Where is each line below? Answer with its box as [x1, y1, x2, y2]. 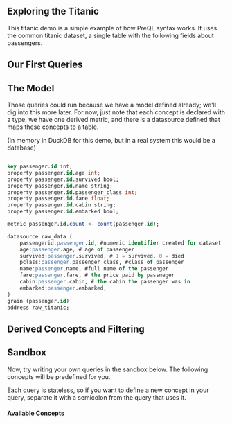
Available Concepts [7, 409, 64, 418]
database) [7, 143, 37, 152]
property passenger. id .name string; [7, 182, 113, 189]
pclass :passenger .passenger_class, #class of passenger [19, 259, 185, 266]
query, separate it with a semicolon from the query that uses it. [7, 393, 186, 401]
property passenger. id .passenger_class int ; [7, 188, 138, 196]
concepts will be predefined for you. [7, 372, 111, 380]
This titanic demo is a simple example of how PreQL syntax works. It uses [7, 24, 217, 32]
